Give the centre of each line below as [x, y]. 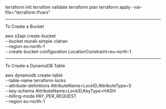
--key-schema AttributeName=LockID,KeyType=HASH [61, 91]
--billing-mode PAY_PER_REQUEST [41, 96]
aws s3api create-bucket [30, 36]
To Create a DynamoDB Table [35, 66]
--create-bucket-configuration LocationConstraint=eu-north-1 [68, 52]
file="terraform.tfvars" [28, 12]
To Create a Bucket [25, 26]
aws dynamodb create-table [34, 75]
